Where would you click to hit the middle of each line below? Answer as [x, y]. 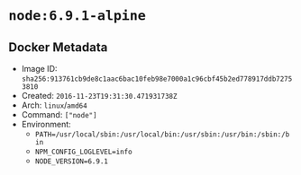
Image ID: [39, 69]
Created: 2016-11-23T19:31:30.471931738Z [99, 96]
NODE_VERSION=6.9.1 [72, 162]
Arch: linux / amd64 [54, 105]
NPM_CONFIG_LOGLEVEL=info [83, 152]
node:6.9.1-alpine [77, 16]
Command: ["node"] [59, 114]
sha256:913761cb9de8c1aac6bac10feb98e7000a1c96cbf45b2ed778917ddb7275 [157, 79]
